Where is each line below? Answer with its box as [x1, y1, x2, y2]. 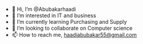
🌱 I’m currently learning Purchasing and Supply [11, 18, 128, 25]
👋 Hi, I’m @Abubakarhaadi [11, 6, 76, 12]
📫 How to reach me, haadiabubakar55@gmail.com [11, 32, 137, 38]
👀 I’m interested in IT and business [11, 12, 97, 19]
